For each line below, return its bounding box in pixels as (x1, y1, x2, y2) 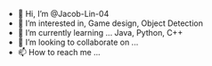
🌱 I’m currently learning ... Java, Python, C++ (17, 28, 183, 37)
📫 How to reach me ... (17, 47, 101, 57)
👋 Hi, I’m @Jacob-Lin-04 (17, 9, 110, 19)
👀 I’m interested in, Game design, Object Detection (17, 18, 203, 29)
